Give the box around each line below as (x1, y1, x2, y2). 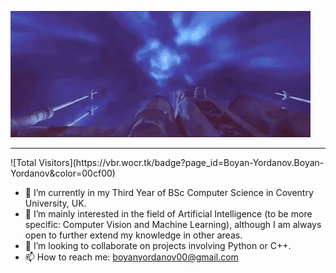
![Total (10, 157, 37, 168)
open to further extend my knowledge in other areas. (24, 229, 243, 241)
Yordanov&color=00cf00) (10, 167, 116, 179)
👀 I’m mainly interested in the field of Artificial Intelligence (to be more (24, 208, 313, 220)
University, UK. (24, 197, 87, 209)
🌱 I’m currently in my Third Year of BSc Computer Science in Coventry (24, 187, 314, 198)
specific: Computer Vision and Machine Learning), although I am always (24, 219, 322, 230)
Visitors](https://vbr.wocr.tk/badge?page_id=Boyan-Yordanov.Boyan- (38, 157, 325, 168)
